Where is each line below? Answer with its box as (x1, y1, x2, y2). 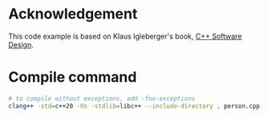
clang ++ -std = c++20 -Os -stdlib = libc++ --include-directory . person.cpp (8, 102, 261, 110)
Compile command (8, 68, 137, 87)
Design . (8, 39, 34, 49)
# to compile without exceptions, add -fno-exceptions (8, 94, 196, 103)
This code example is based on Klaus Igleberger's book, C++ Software (8, 31, 242, 41)
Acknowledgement (8, 5, 138, 23)
